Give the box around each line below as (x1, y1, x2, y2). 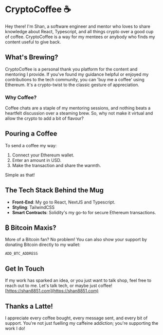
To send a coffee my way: (5, 142, 57, 148)
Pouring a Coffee (5, 130, 57, 138)
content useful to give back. (5, 39, 61, 45)
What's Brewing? (5, 53, 58, 62)
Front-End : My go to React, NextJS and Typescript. (12, 199, 116, 205)
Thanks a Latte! (5, 302, 54, 311)
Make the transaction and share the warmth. (12, 162, 101, 168)
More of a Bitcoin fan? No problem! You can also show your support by (5, 237, 147, 243)
